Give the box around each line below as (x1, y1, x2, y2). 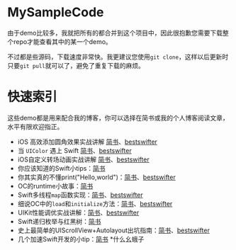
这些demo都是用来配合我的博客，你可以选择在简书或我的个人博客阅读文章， (7, 113, 229, 122)
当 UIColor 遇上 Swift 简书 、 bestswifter (17, 146, 133, 154)
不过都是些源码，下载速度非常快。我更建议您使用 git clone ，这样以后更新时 (7, 52, 229, 61)
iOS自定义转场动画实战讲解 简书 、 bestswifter (17, 155, 150, 164)
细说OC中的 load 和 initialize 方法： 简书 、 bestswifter (17, 199, 173, 208)
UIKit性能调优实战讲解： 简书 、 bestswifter (17, 208, 140, 217)
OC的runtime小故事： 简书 (17, 181, 94, 190)
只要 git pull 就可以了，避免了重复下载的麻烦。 (7, 61, 145, 69)
